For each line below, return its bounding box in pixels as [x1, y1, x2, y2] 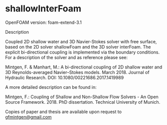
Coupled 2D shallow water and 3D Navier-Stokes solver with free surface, [5, 38, 157, 45]
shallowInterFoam [5, 3, 81, 14]
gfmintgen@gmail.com [5, 114, 52, 120]
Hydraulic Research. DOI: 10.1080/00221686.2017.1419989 [5, 74, 124, 80]
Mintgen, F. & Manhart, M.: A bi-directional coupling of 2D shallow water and [5, 64, 163, 70]
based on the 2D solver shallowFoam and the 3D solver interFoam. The [5, 44, 151, 50]
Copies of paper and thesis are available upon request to [5, 109, 122, 115]
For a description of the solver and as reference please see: [5, 54, 128, 60]
